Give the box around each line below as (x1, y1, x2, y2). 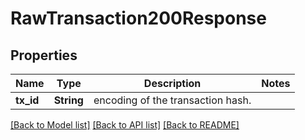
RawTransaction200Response (10, 7, 267, 30)
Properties (10, 47, 78, 64)
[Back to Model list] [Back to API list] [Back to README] (10, 119, 240, 131)
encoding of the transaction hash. (93, 93, 252, 107)
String (53, 93, 84, 107)
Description (143, 77, 202, 90)
